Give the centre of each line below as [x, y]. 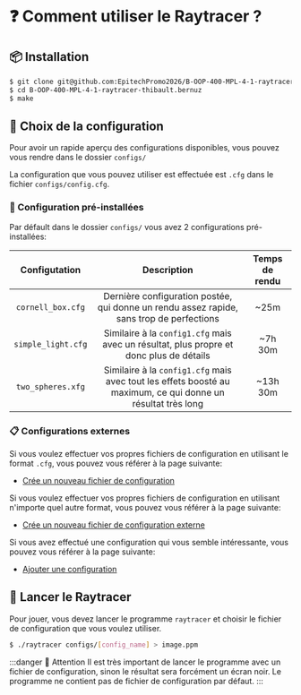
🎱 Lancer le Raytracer [70, 597]
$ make [21, 99]
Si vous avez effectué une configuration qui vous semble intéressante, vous [149, 543]
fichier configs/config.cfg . [60, 184]
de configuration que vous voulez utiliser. [86, 628]
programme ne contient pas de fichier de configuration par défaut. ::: [137, 681]
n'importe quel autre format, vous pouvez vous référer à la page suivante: [145, 508]
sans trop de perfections [168, 318]
